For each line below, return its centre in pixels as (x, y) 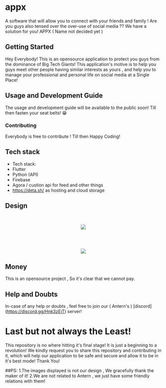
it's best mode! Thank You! (32, 361)
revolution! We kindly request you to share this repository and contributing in (83, 350)
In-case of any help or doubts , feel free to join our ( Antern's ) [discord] (79, 306)
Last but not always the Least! (68, 332)
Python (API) (25, 174)
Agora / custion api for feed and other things (58, 185)
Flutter (19, 169)
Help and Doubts (31, 294)
